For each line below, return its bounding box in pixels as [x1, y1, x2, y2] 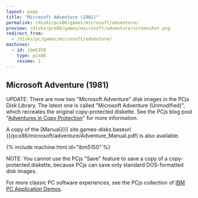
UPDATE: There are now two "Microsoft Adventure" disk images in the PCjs [6, 96, 190, 103]
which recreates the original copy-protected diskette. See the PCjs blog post [6, 108, 193, 115]
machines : [6, 42, 31, 48]
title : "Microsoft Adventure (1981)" [6, 14, 99, 20]
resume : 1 [17, 58, 41, 64]
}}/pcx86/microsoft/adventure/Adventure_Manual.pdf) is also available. [6, 132, 180, 139]
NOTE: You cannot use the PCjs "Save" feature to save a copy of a [6, 155, 168, 163]
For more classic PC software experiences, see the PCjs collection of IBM [6, 179, 185, 186]
